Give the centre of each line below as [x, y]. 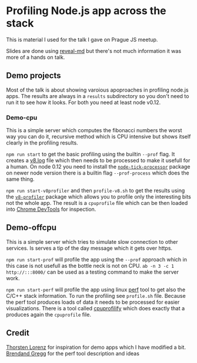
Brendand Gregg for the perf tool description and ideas [73, 353]
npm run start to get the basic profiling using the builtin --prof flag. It [91, 154]
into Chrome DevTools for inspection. [51, 209]
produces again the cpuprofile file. [49, 314]
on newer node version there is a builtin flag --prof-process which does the [98, 173]
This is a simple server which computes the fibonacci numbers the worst [94, 130]
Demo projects [34, 75]
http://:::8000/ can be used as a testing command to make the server [93, 272]
